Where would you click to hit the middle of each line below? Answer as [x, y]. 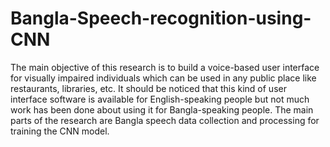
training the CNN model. [60, 131]
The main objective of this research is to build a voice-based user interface [165, 67]
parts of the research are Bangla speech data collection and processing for [165, 120]
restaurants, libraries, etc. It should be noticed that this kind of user [148, 88]
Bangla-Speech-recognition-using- [161, 18]
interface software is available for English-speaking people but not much [160, 99]
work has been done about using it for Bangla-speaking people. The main [162, 109]
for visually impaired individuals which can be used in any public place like [163, 78]
